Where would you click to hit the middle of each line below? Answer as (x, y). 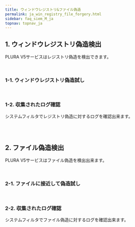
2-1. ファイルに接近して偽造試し (43, 184)
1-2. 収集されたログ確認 (33, 104)
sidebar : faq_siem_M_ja (29, 19)
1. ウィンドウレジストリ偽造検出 (53, 44)
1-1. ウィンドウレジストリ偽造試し (45, 80)
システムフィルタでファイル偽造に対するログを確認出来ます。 (67, 220)
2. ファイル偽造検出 (35, 148)
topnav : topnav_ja (24, 23)
